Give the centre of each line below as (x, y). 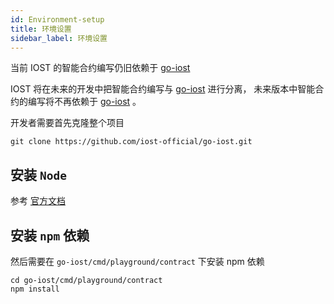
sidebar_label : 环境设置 (59, 38)
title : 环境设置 (41, 29)
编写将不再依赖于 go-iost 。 (84, 102)
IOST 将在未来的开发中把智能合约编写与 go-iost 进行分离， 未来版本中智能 (163, 89)
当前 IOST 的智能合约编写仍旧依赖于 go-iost (100, 68)
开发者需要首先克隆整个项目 (67, 123)
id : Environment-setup (57, 19)
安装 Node (38, 174)
